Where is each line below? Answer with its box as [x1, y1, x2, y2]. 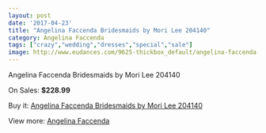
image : [8, 48, 30, 56]
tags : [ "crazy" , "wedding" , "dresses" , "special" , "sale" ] [8, 41, 193, 49]
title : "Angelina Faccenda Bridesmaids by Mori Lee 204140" [8, 26, 211, 34]
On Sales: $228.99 [8, 85, 70, 95]
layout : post [8, 11, 51, 20]
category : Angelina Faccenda [8, 33, 104, 42]
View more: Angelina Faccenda [8, 116, 110, 125]
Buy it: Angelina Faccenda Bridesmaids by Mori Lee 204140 [8, 101, 203, 110]
